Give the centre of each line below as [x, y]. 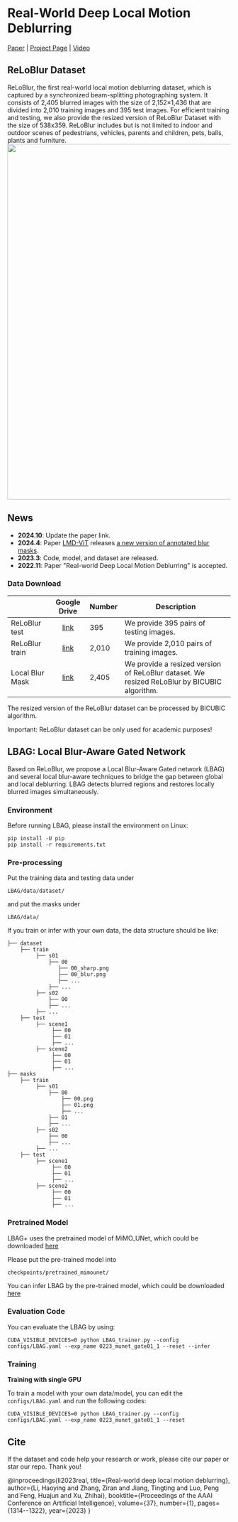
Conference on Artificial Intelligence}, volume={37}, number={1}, [102, 1503]
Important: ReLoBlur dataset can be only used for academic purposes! [110, 729]
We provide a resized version [173, 664]
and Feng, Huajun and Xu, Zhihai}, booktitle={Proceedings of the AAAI [110, 1495]
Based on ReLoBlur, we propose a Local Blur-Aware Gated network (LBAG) [116, 768]
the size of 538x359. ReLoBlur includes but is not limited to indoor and [110, 125]
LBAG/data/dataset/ [36, 891]
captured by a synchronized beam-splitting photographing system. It [108, 95]
